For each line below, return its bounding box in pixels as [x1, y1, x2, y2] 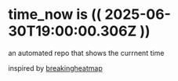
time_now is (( [8, 6, 102, 24]
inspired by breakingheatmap [8, 63, 104, 72]
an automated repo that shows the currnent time [8, 48, 165, 57]
